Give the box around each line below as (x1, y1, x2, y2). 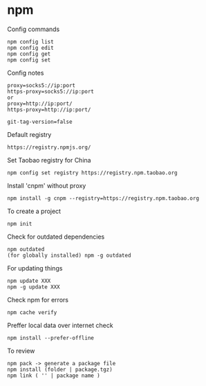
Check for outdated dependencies (7, 232, 105, 241)
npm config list (7, 38, 54, 45)
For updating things (7, 264, 63, 272)
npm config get (7, 50, 51, 57)
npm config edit (7, 44, 54, 51)
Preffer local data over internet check (7, 321, 113, 329)
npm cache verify (7, 309, 57, 316)
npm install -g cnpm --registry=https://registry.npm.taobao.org (7, 194, 199, 202)
